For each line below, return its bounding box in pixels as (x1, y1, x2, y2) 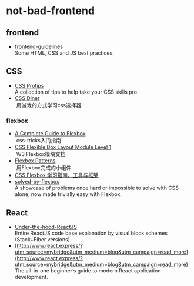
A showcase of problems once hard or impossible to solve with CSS (14, 184, 179, 192)
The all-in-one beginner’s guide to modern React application (14, 267, 161, 274)
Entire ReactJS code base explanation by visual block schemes (14, 230, 168, 237)
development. (14, 273, 48, 280)
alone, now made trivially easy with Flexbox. (14, 191, 122, 198)
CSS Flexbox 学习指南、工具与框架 (14, 172, 99, 179)
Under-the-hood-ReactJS (14, 223, 78, 230)
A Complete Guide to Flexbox (14, 130, 86, 137)
